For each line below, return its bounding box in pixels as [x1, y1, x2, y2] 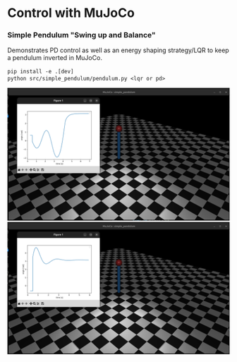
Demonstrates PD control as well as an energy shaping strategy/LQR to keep [7, 46, 229, 54]
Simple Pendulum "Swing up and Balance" [7, 30, 156, 40]
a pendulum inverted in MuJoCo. [7, 54, 102, 62]
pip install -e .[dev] [7, 68, 74, 76]
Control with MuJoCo [7, 5, 135, 21]
